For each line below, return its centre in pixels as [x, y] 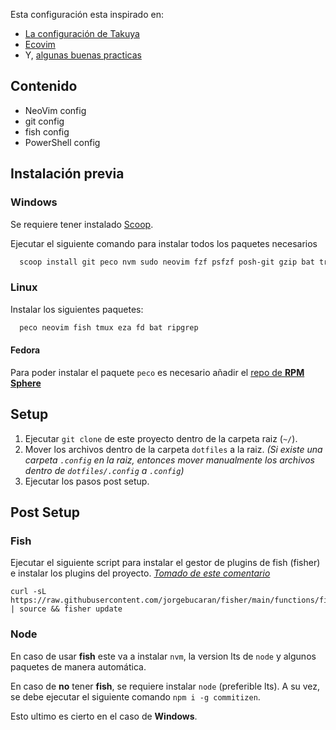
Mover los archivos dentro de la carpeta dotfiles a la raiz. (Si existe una [173, 449]
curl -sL [28, 592]
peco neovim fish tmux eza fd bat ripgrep [109, 327]
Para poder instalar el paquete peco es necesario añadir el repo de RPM [157, 372]
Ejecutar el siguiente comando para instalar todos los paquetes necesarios [164, 243]
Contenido [44, 86]
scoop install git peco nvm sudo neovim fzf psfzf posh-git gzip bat [167, 262]
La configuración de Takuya [82, 33]
